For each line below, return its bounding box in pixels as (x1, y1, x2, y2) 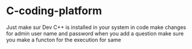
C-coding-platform (6, 4, 103, 18)
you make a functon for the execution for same (6, 36, 121, 43)
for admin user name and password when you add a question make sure (6, 30, 184, 37)
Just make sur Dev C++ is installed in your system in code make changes (6, 24, 187, 31)
